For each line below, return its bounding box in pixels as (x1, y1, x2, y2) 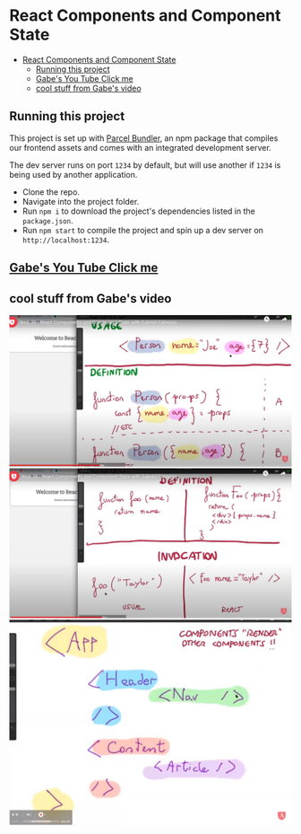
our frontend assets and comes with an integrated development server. (9, 142, 271, 153)
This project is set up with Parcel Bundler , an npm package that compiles (9, 132, 279, 144)
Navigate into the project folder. (21, 196, 140, 206)
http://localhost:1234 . (21, 234, 110, 245)
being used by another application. (9, 169, 138, 180)
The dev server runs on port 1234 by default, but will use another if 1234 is (9, 159, 281, 171)
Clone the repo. (21, 186, 81, 198)
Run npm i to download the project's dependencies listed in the (21, 206, 255, 216)
